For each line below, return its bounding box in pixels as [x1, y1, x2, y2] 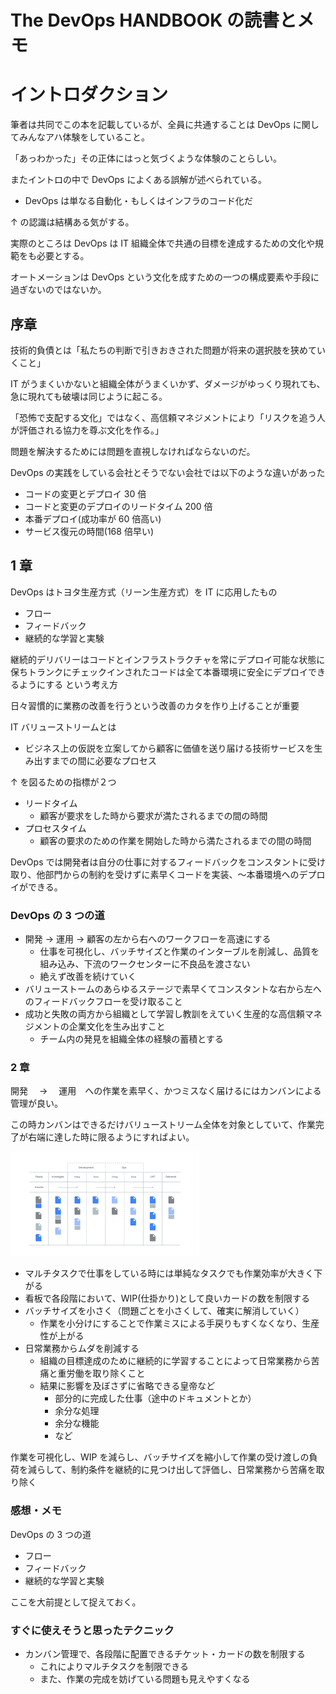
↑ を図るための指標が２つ [10, 776, 117, 788]
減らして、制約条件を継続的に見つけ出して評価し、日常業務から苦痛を [27, 1464, 317, 1476]
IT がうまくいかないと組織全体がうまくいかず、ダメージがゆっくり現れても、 [10, 377, 326, 390]
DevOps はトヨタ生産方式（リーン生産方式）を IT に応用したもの [10, 586, 278, 598]
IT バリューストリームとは [10, 721, 117, 733]
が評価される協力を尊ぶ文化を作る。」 [10, 424, 164, 436]
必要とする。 [36, 250, 90, 262]
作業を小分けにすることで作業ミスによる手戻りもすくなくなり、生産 [39, 1317, 320, 1330]
